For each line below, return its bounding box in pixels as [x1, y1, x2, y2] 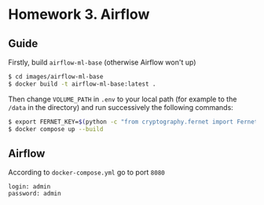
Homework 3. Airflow [8, 5, 150, 24]
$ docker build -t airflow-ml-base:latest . [8, 80, 156, 88]
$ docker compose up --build [8, 125, 104, 133]
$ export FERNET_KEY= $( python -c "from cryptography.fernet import [8, 118, 234, 126]
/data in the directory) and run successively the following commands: [8, 102, 233, 112]
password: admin [8, 190, 61, 198]
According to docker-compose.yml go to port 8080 [8, 167, 165, 178]
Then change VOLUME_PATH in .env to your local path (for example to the [8, 94, 237, 104]
